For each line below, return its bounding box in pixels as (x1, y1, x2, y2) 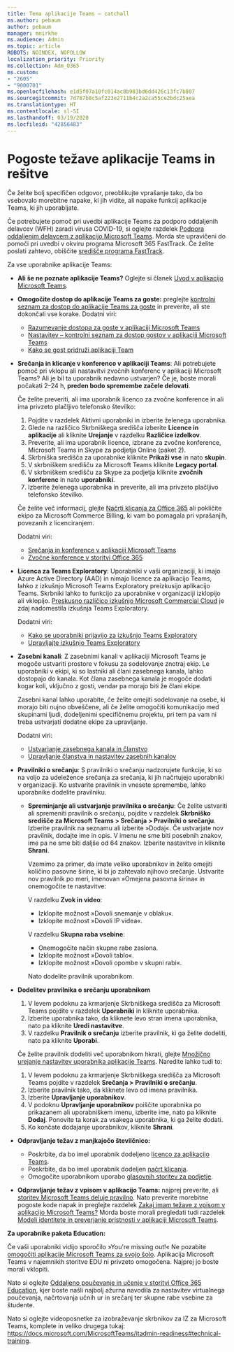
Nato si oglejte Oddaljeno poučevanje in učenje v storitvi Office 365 (7, 1279, 202, 1287)
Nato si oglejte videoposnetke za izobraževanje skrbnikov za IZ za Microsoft (7, 1314, 227, 1323)
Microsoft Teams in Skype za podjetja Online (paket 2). (27, 446, 187, 455)
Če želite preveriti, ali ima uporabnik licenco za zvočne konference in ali (17, 395, 224, 404)
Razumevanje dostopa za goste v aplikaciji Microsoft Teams (27, 323, 200, 332)
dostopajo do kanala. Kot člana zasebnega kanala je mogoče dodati (17, 674, 212, 683)
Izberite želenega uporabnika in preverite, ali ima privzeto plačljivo (27, 483, 219, 492)
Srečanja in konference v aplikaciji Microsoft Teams (27, 546, 177, 555)
